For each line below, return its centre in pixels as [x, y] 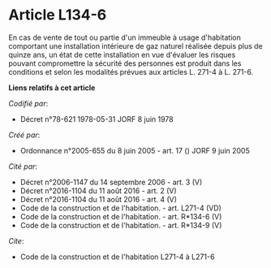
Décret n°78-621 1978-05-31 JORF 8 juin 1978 [97, 119]
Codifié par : [28, 103]
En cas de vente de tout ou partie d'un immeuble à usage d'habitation [125, 37]
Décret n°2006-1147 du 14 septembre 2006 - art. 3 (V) [111, 182]
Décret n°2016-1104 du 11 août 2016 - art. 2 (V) [98, 190]
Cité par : [23, 166]
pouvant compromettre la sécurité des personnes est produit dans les [125, 63]
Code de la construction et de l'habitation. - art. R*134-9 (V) [121, 225]
